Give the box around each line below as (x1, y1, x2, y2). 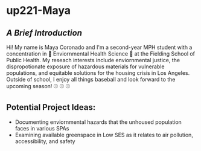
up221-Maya (6, 4, 71, 18)
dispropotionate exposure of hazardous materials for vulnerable (6, 63, 165, 70)
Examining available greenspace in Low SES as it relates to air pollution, (14, 131, 193, 138)
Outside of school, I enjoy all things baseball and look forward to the (6, 76, 176, 83)
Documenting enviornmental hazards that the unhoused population (14, 118, 182, 126)
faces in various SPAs (14, 124, 69, 132)
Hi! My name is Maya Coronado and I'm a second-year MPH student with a (6, 43, 193, 51)
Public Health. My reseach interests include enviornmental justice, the (6, 57, 180, 63)
